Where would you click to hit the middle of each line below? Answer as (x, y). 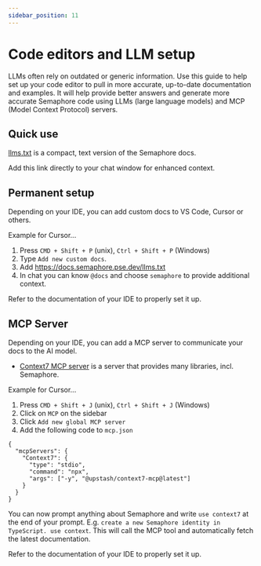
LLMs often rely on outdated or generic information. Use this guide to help (128, 76)
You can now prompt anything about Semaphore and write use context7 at (129, 514)
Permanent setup (51, 193)
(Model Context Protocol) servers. (63, 109)
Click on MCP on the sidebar (63, 413)
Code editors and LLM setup (102, 54)
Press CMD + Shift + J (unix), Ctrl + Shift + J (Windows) (114, 405)
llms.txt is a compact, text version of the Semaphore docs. (102, 153)
